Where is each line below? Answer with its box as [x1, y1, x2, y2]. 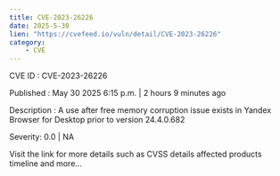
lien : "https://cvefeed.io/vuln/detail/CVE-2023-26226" [9, 29, 221, 38]
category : [9, 37, 46, 47]
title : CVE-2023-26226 [9, 12, 94, 22]
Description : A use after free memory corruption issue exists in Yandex [9, 105, 272, 116]
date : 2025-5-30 [9, 21, 70, 30]
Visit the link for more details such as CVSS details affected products [9, 148, 262, 160]
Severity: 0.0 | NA [9, 132, 74, 142]
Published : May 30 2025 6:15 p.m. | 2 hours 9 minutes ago [9, 88, 226, 99]
